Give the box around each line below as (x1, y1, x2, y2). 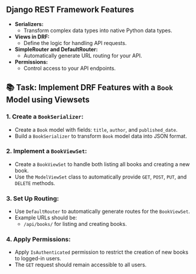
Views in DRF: (14, 33, 50, 40)
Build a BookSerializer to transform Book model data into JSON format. (14, 132, 187, 139)
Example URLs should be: (14, 214, 77, 221)
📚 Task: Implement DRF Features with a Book (6, 82, 173, 93)
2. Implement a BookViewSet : (6, 147, 87, 155)
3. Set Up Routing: (6, 194, 59, 202)
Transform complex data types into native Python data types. (23, 27, 172, 34)
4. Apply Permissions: (6, 235, 71, 244)
